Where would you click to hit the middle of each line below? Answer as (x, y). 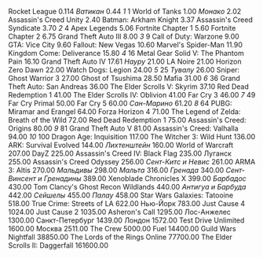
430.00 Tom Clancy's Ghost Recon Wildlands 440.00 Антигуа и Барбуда (127, 187)
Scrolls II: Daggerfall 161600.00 (58, 245)
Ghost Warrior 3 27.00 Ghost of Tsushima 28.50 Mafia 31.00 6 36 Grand (124, 78)
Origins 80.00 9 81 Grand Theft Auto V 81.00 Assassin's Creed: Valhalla (123, 128)
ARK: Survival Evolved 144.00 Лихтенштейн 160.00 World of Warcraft (121, 145)
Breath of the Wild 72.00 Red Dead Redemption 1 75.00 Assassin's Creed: (127, 120)
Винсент (22, 179)
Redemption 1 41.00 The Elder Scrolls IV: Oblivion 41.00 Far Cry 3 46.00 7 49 (132, 95)
